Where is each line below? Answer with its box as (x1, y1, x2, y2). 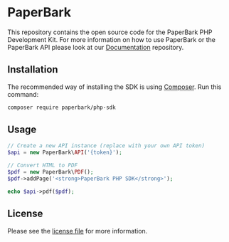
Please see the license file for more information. (7, 226, 148, 235)
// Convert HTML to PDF (7, 162, 78, 169)
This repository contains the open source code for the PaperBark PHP (7, 28, 213, 36)
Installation (7, 63, 58, 75)
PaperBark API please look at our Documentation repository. (7, 43, 184, 51)
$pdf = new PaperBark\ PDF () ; (7, 169, 94, 176)
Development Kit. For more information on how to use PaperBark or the (7, 35, 215, 43)
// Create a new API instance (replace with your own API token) (7, 142, 205, 149)
